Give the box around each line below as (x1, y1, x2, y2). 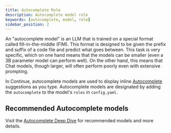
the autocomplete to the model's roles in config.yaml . (5, 89, 118, 95)
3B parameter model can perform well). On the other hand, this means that (5, 57, 163, 64)
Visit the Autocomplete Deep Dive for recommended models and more (5, 118, 154, 124)
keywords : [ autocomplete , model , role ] (5, 17, 91, 22)
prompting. (5, 69, 29, 75)
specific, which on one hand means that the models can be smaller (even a (5, 52, 164, 58)
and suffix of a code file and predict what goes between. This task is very (5, 47, 160, 53)
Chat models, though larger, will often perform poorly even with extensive (5, 63, 161, 69)
